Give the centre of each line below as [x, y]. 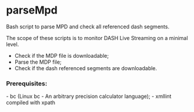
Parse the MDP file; [38, 62]
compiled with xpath [31, 103]
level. [13, 44]
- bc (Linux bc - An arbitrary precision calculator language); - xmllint [89, 96]
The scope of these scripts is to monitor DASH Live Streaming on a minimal [97, 38]
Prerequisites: [27, 83]
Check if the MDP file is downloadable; [61, 55]
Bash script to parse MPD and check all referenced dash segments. [88, 27]
